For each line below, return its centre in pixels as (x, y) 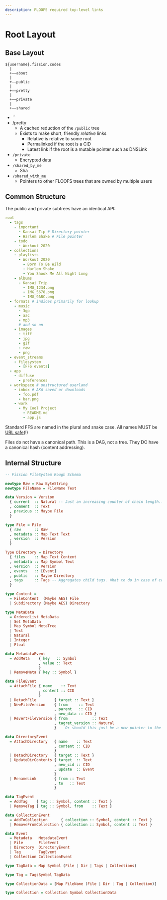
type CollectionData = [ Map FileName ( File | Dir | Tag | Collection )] (81, 884)
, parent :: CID (73, 709)
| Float (18, 645)
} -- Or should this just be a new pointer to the (108, 728)
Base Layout (25, 53)
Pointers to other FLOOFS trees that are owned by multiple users (86, 181)
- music (22, 306)
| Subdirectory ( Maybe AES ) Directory (50, 603)
